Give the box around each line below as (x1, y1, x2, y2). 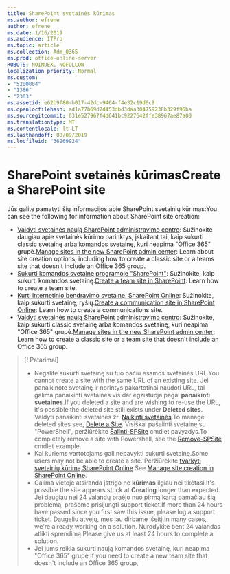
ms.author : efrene (7, 16, 60, 23)
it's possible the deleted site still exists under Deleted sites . (34, 406, 203, 414)
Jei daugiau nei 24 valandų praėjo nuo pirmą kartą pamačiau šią (34, 493, 216, 502)
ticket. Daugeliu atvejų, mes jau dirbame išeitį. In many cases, (34, 515, 207, 523)
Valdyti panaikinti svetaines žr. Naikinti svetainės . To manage (34, 413, 205, 421)
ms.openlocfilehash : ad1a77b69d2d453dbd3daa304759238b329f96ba (7, 106, 192, 113)
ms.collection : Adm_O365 (7, 49, 78, 56)
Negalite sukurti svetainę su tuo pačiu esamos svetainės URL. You (34, 369, 220, 377)
